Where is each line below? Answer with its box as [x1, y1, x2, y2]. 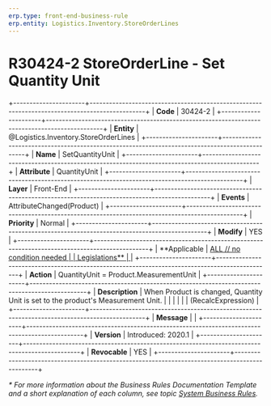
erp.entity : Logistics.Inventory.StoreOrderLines [8, 19, 180, 27]
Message [156, 313, 188, 323]
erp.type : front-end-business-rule [8, 11, 129, 20]
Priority [8, 218, 35, 228]
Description [97, 287, 138, 297]
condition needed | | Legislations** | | [8, 252, 133, 263]
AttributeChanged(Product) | [8, 201, 104, 211]
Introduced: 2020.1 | [127, 330, 194, 340]
